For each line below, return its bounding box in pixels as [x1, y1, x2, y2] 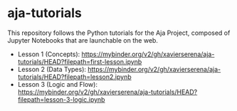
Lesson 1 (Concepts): [17, 50, 80, 58]
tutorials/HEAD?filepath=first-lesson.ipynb [17, 57, 142, 65]
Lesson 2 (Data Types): [17, 65, 87, 73]
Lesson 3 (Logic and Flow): [17, 80, 98, 88]
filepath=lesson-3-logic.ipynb [17, 95, 105, 104]
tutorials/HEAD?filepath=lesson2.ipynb [17, 73, 132, 81]
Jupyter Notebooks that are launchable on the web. [7, 36, 159, 44]
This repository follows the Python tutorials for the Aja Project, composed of [7, 28, 231, 37]
